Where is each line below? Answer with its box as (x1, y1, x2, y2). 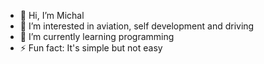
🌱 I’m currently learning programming (19, 31, 175, 42)
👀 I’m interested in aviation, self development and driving (19, 20, 255, 32)
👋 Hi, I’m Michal (19, 10, 85, 21)
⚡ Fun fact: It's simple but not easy (19, 42, 163, 54)
